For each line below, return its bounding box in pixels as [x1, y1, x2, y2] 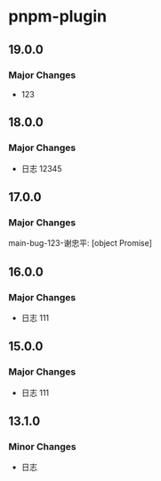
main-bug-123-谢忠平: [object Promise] [8, 238, 153, 249]
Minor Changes [8, 440, 76, 452]
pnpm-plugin [8, 6, 108, 27]
